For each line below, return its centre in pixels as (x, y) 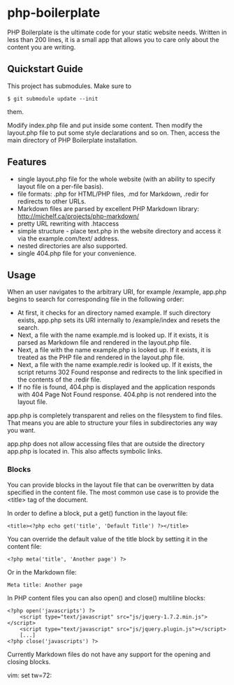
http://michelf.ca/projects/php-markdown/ (78, 216)
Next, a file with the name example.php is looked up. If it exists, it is (114, 350)
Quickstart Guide (45, 69)
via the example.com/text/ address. (68, 238)
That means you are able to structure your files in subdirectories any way (112, 423)
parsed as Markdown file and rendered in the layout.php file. (104, 342)
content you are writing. (42, 47)
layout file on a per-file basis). (60, 186)
